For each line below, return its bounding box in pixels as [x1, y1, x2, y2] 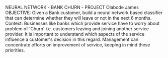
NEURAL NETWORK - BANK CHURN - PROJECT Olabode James [5, 5, 139, 10]
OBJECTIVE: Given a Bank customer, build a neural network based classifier [5, 10, 163, 16]
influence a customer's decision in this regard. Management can [5, 36, 139, 42]
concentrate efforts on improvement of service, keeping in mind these [5, 42, 150, 47]
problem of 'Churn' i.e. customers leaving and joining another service [5, 26, 149, 32]
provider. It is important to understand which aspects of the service [5, 31, 145, 37]
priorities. [5, 47, 25, 53]
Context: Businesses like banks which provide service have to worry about [5, 20, 160, 26]
